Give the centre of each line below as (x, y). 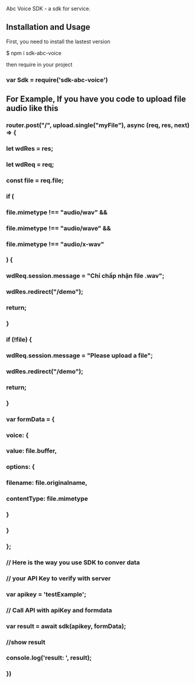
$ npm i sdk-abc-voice (34, 53)
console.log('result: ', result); (49, 658)
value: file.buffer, (32, 451)
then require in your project (39, 64)
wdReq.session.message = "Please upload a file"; (79, 355)
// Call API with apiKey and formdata (59, 610)
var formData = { (30, 419)
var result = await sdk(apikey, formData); (66, 626)
